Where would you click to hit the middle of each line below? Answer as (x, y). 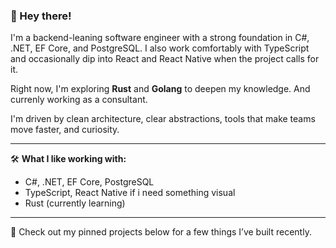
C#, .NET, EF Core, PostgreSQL (89, 182)
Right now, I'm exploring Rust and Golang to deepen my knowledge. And (160, 89)
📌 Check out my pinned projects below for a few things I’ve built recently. (161, 232)
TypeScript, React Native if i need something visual (130, 193)
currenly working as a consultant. (79, 100)
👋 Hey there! (41, 16)
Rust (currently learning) (75, 203)
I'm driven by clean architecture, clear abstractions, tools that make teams (163, 119)
